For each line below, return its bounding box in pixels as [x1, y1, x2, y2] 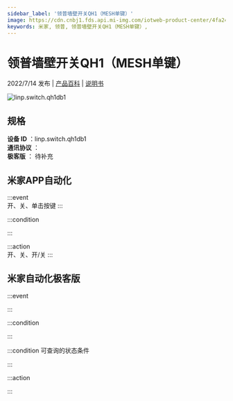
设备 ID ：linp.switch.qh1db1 [7, 135, 87, 143]
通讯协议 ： [7, 144, 40, 152]
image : [7, 17, 26, 24]
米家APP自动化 [7, 174, 71, 186]
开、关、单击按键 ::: [7, 201, 64, 210]
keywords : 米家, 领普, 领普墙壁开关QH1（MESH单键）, [7, 23, 148, 30]
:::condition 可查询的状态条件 [7, 346, 90, 355]
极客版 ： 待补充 [7, 152, 53, 160]
